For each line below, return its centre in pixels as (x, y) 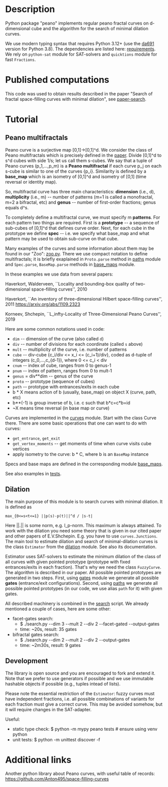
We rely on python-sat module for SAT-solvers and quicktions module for (81, 54)
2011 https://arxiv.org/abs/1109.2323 (43, 304)
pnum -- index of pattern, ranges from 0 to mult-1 (62, 370)
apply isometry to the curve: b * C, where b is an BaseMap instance (80, 454)
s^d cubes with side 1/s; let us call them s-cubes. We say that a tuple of (79, 160)
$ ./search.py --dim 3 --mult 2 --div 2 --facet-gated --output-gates (90, 624)
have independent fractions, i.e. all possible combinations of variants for (80, 699)
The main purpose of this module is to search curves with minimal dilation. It (84, 501)
